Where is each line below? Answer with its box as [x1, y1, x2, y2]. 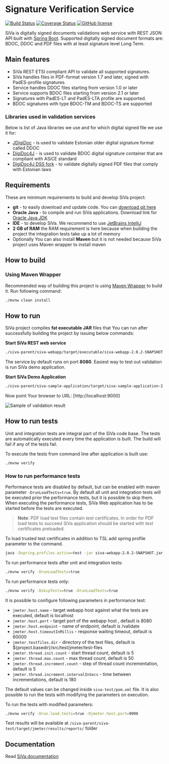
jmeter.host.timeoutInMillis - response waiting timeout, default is [12, 628, 152, 634]
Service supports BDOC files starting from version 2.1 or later [12, 90, 139, 96]
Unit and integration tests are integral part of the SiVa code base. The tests [5, 430, 160, 436]
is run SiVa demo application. [5, 364, 66, 370]
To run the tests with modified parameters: [5, 701, 94, 707]
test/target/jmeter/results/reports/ [5, 726, 84, 731]
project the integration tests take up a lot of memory [12, 230, 121, 237]
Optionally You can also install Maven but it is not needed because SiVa [12, 236, 161, 242]
